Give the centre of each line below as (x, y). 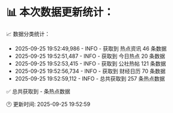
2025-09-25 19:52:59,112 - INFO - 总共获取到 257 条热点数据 (90, 78)
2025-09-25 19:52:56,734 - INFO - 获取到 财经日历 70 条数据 (90, 71)
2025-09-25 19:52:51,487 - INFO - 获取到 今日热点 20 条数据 (90, 56)
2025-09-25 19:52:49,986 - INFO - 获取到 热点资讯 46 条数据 (91, 48)
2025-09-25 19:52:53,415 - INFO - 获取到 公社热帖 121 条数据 (90, 63)
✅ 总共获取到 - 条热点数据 (38, 91)
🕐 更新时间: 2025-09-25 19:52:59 (48, 104)
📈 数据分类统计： (28, 34)
